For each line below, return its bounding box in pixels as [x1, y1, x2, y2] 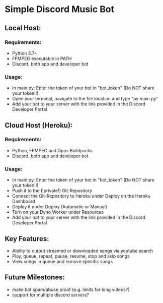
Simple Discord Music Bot [5, 4, 115, 15]
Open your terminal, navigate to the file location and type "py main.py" [12, 96, 158, 102]
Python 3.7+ [12, 50, 38, 56]
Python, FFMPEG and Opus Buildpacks [12, 147, 93, 153]
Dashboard [12, 198, 36, 205]
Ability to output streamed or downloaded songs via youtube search [12, 248, 153, 254]
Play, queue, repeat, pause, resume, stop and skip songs [12, 253, 130, 259]
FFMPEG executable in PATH [12, 55, 72, 62]
